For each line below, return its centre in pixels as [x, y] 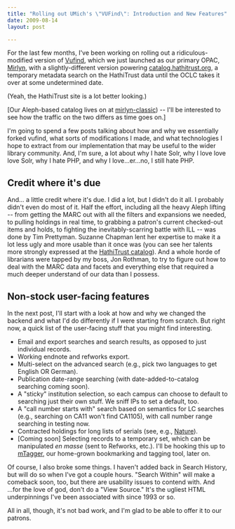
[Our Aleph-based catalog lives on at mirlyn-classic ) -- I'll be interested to [114, 110]
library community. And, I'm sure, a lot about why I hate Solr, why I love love [117, 153]
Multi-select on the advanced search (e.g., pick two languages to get [117, 364]
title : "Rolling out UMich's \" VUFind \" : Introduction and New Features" [117, 14]
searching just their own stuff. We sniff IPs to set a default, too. [108, 401]
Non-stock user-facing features [78, 296]
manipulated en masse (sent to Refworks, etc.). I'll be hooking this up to [121, 446]
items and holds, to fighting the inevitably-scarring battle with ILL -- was [112, 229]
